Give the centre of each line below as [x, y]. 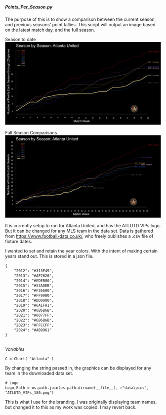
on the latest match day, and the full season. [50, 30]
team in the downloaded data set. [39, 373]
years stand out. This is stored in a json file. [49, 256]
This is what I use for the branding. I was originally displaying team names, [81, 402]
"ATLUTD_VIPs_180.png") [30, 393]
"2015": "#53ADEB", [34, 286]
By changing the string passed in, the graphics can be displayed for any [78, 368]
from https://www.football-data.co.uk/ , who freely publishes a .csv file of [79, 236]
